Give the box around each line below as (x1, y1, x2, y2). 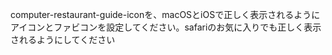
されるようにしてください (10, 34, 116, 45)
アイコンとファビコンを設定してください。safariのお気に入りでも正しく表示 (10, 21, 322, 33)
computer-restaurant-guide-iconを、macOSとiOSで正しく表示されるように (10, 9, 321, 20)
